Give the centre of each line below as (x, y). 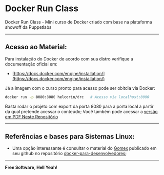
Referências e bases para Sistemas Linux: (70, 137)
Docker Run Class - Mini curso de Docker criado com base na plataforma (79, 22)
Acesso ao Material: (36, 47)
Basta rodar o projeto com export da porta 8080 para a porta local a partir (79, 106)
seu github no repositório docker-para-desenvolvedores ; (69, 154)
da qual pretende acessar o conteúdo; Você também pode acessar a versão (81, 111)
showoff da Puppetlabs (28, 27)
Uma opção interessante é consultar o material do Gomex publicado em (84, 148)
